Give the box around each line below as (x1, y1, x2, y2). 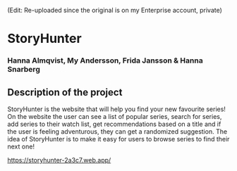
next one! (7, 142, 35, 151)
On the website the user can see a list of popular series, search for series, (7, 112, 222, 120)
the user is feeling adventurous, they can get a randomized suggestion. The (7, 127, 228, 136)
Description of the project (7, 86, 123, 98)
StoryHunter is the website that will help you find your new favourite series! (7, 105, 226, 113)
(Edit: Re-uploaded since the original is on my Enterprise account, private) (7, 6, 222, 14)
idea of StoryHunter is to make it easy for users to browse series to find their (7, 134, 230, 143)
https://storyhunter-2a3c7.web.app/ (7, 156, 111, 164)
